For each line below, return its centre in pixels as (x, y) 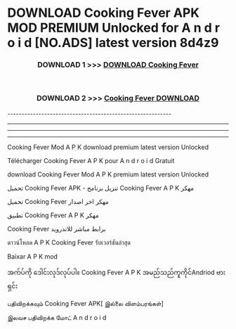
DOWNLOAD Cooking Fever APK (104, 13)
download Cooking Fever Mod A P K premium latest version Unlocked (108, 174)
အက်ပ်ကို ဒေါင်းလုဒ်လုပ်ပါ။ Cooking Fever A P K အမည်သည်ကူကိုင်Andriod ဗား (117, 272)
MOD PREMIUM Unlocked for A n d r (113, 28)
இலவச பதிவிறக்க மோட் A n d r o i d (57, 317)
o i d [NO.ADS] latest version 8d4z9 (113, 43)
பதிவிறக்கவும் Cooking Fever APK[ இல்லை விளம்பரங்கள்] (85, 303)
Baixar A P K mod (33, 256)
